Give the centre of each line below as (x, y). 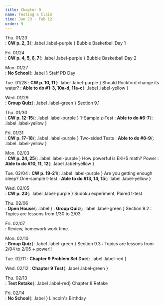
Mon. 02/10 (17, 238)
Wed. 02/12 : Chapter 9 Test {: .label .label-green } (57, 268)
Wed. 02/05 (17, 188)
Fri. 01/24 (15, 53)
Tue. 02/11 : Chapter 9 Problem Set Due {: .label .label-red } (66, 259)
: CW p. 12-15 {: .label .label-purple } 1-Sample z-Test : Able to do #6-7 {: (79, 118)
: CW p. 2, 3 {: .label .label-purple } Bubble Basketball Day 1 (66, 43)
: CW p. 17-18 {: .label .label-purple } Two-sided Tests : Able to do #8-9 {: (80, 138)
